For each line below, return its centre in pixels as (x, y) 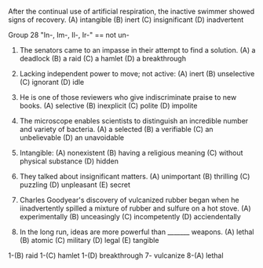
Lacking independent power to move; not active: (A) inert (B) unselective (137, 73)
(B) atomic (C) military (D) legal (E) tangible (89, 240)
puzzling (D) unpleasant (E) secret (75, 185)
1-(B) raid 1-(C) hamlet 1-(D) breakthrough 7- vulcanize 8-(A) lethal (116, 255)
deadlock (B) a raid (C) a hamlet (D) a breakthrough (103, 59)
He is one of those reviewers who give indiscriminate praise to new (128, 97)
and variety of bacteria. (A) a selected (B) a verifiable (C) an (116, 129)
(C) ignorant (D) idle (52, 82)
